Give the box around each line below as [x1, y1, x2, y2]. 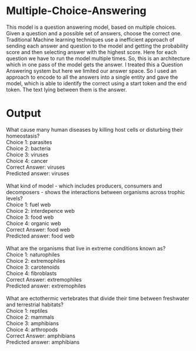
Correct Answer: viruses [6, 163, 65, 171]
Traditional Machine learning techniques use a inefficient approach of [6, 36, 175, 43]
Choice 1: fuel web [6, 201, 51, 208]
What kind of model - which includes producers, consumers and [6, 182, 162, 189]
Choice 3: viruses [6, 151, 49, 158]
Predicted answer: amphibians [6, 338, 80, 345]
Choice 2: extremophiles [6, 257, 66, 264]
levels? [6, 195, 23, 202]
